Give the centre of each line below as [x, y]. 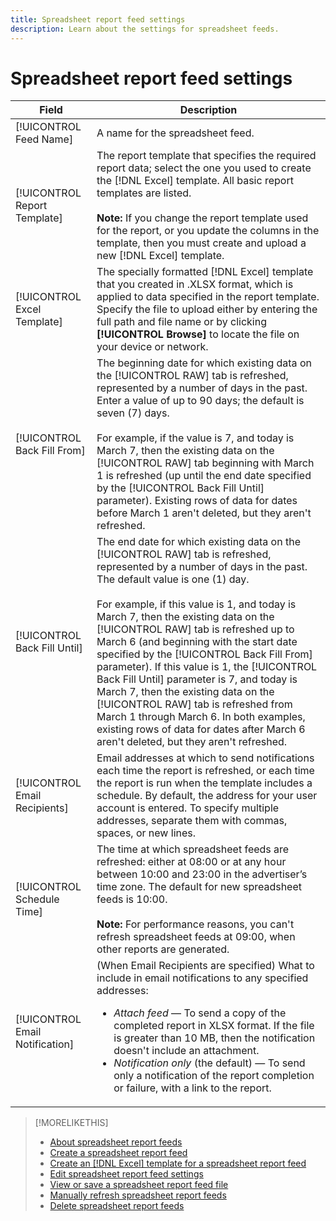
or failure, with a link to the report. [192, 1088]
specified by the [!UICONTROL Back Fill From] [204, 654]
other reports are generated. [163, 949]
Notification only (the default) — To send [209, 1063]
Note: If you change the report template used [202, 218]
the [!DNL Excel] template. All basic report [195, 181]
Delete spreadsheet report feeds [117, 1206]
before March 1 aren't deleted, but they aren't [204, 513]
